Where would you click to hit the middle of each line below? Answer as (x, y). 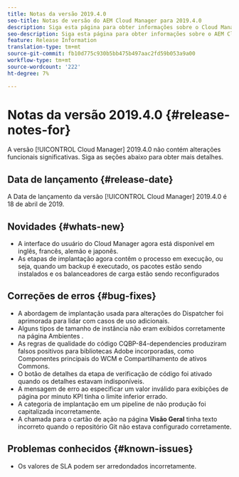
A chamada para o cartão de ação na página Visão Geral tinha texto (117, 419)
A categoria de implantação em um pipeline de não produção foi (112, 404)
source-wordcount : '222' (44, 67)
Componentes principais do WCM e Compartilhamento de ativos (112, 358)
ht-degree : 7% (28, 73)
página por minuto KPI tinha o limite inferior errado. (93, 396)
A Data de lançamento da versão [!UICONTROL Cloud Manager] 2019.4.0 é (117, 197)
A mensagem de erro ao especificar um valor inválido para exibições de (123, 389)
